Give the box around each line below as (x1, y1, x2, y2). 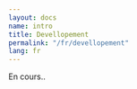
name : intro (8, 22, 53, 31)
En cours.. (8, 71, 47, 82)
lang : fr (8, 47, 41, 56)
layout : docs (8, 13, 57, 22)
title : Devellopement (8, 30, 90, 39)
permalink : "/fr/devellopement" (8, 38, 129, 48)
